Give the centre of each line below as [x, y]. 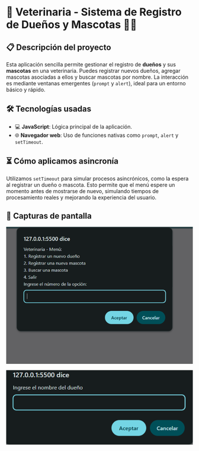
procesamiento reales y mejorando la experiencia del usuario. [81, 197]
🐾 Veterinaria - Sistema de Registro [94, 12]
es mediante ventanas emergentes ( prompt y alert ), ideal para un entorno [96, 83]
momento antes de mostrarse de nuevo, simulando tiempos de [82, 191]
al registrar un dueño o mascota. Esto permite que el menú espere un [91, 185]
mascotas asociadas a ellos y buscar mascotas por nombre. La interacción [97, 77]
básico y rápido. [26, 89]
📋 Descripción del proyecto [59, 47]
